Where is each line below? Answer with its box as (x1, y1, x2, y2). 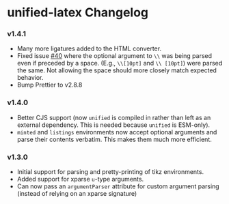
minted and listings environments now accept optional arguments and (16, 128, 217, 136)
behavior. (16, 74, 44, 82)
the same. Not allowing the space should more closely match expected (16, 66, 217, 74)
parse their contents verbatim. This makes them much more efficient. (16, 135, 212, 143)
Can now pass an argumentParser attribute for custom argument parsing (16, 182, 220, 190)
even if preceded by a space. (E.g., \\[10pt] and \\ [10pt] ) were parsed (16, 59, 223, 68)
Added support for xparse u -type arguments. (16, 175, 144, 184)
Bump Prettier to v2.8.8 (16, 81, 83, 89)
